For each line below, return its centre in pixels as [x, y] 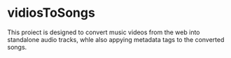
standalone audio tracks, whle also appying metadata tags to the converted [116, 39]
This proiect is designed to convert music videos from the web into [104, 32]
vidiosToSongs [51, 13]
